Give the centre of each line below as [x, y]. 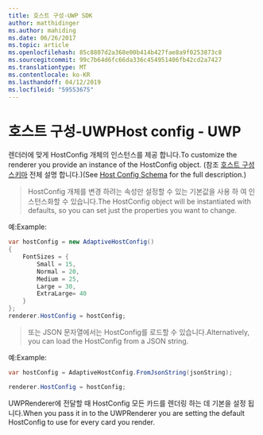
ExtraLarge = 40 [62, 294]
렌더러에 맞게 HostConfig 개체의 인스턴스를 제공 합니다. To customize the [123, 155]
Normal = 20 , [58, 271]
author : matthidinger [44, 23]
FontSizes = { [46, 257]
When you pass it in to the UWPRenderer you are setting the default [133, 413]
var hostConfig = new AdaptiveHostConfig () [81, 242]
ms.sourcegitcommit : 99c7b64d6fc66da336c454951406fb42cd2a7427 [115, 60]
